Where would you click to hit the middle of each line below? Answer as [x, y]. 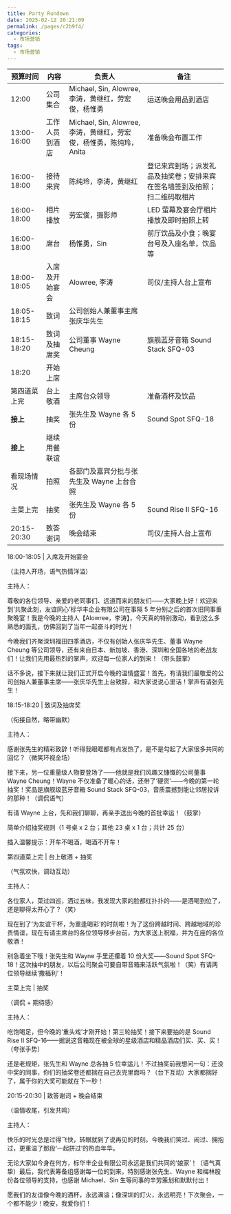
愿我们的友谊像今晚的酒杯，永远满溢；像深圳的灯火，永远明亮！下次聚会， [112, 1195]
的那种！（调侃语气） [37, 798]
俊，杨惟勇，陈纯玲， [103, 142]
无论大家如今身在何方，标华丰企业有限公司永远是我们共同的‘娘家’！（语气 [111, 1162]
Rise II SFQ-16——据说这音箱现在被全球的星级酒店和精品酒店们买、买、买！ [114, 1040]
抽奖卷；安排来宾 [188, 176]
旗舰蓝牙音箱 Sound [179, 340]
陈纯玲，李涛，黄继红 [103, 181]
